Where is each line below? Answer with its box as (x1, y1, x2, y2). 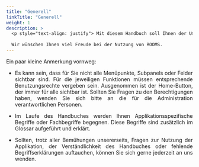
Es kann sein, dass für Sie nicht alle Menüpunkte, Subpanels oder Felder (14, 69, 193, 76)
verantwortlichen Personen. (14, 101, 83, 108)
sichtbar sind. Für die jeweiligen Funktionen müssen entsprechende (14, 75, 193, 83)
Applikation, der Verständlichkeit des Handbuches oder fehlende (14, 143, 193, 150)
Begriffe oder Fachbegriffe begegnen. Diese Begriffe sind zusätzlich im (14, 118, 193, 126)
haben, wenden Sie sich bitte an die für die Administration (14, 94, 193, 101)
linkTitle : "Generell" (6, 14, 62, 20)
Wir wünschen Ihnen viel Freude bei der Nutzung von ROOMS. (11, 42, 163, 48)
